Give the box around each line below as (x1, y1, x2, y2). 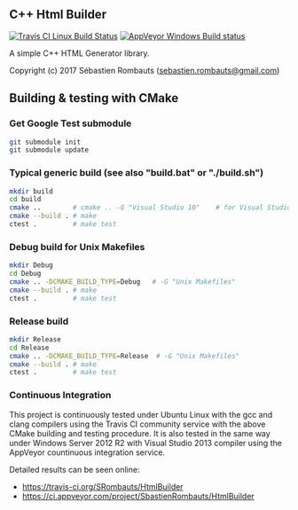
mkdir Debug (9, 261, 53, 270)
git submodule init (9, 137, 82, 146)
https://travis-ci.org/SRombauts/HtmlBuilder (21, 481, 184, 491)
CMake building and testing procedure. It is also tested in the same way (9, 428, 271, 438)
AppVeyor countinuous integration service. (9, 447, 166, 458)
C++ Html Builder (9, 7, 107, 22)
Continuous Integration (9, 389, 112, 402)
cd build (9, 195, 42, 204)
